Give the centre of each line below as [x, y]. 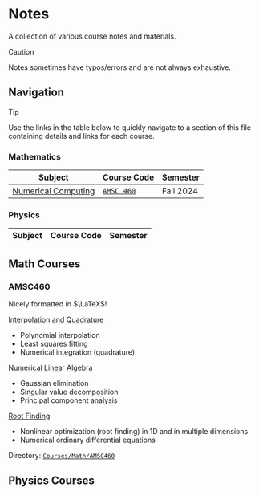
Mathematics [35, 156]
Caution [21, 51]
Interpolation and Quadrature [56, 320]
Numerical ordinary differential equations [88, 440]
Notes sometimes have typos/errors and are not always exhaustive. [119, 67]
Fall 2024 [180, 191]
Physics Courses [51, 481]
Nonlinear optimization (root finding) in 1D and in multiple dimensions [134, 432]
